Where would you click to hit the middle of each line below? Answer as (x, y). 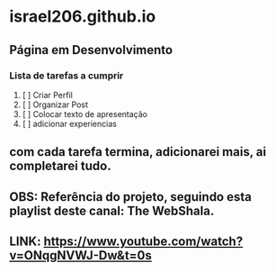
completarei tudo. (60, 166)
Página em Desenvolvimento (91, 50)
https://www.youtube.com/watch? (143, 242)
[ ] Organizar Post (55, 104)
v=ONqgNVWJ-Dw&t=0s (81, 255)
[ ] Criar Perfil (48, 95)
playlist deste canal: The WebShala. (112, 210)
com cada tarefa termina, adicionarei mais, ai (138, 152)
